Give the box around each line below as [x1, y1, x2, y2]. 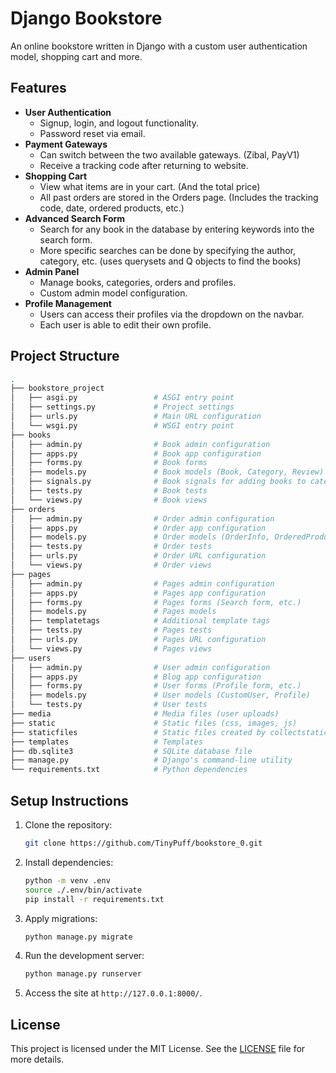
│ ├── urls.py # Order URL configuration [10, 551, 267, 561]
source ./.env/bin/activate [24, 885, 142, 895]
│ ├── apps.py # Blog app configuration [10, 672, 262, 682]
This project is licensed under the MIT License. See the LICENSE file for [10, 1043, 306, 1055]
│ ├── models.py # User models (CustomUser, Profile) [10, 690, 311, 701]
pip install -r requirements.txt [24, 894, 165, 904]
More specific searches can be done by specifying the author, [39, 244, 296, 256]
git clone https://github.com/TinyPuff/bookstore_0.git [24, 838, 263, 848]
